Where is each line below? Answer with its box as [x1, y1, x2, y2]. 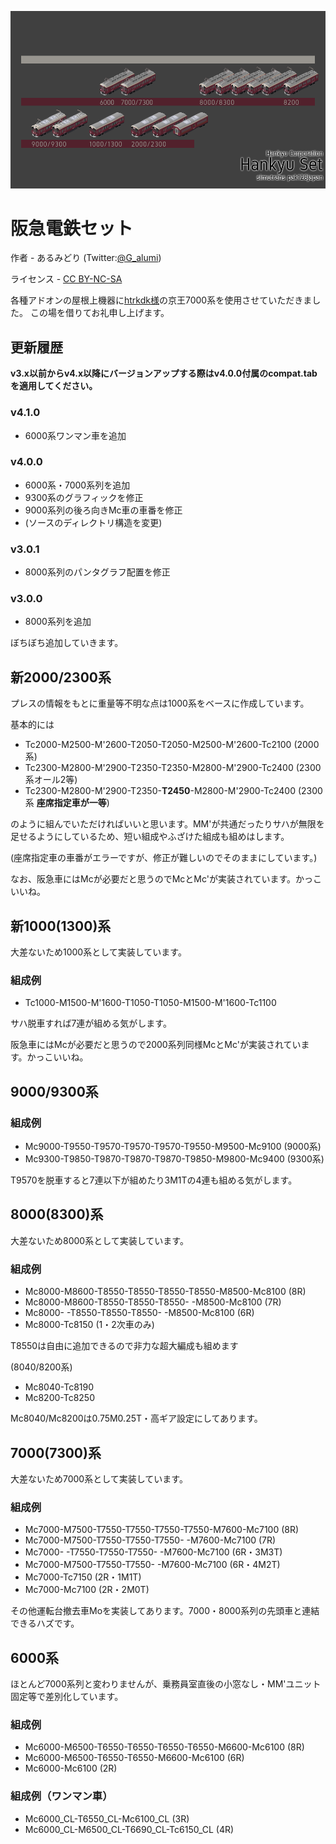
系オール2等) [24, 774, 78, 786]
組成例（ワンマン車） [10, 1789, 113, 1803]
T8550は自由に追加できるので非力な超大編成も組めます [10, 1340, 239, 1352]
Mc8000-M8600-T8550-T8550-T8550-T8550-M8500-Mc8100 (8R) [24, 1286, 307, 1298]
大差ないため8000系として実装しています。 [10, 1234, 189, 1246]
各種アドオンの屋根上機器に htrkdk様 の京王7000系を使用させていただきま [10, 294, 313, 306]
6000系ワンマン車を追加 [24, 429, 127, 441]
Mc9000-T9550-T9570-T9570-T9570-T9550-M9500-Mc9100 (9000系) [24, 1141, 322, 1153]
